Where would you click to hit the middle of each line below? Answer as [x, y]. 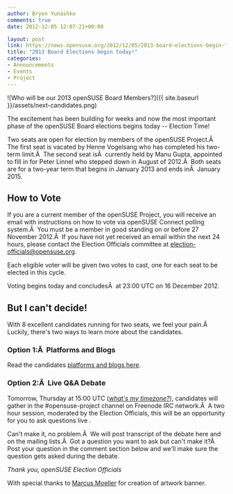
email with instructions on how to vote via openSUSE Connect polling [106, 222]
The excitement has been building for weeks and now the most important [112, 118]
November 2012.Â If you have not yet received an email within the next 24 [114, 237]
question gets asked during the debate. [63, 456]
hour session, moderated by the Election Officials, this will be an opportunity [116, 413]
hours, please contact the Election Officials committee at [88, 245]
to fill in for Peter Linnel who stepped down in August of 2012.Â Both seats [114, 161]
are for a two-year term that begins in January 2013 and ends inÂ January [114, 169]
